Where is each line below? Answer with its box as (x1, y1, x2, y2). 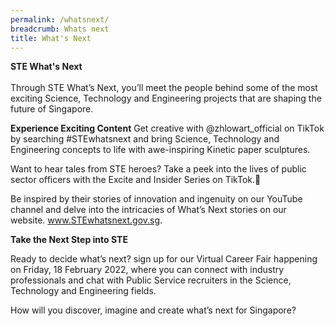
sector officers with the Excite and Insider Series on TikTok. (10, 174, 256, 186)
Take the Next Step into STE (10, 234, 128, 246)
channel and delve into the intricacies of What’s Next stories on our (10, 204, 287, 216)
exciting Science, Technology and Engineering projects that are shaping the (10, 92, 322, 105)
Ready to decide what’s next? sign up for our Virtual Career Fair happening (10, 253, 318, 265)
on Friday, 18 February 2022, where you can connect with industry (10, 264, 285, 276)
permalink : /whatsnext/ (10, 14, 110, 25)
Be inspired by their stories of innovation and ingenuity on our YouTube (10, 193, 303, 205)
